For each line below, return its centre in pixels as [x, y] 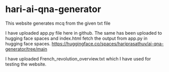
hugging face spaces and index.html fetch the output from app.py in [76, 38]
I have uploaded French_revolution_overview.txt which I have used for [78, 58]
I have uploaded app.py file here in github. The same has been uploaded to [84, 33]
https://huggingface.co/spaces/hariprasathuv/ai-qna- [108, 43]
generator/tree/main [26, 49]
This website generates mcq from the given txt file [58, 23]
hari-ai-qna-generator [53, 9]
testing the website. [26, 64]
